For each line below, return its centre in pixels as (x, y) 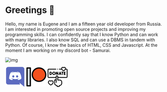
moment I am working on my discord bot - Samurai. (58, 50)
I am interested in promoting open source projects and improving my (76, 29)
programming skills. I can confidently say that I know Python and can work (82, 34)
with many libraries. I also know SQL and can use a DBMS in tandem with (80, 40)
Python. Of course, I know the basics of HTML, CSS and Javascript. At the (82, 45)
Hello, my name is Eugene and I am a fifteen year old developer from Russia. (83, 24)
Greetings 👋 (30, 10)
